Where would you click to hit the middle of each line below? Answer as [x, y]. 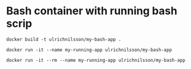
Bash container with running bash [92, 11]
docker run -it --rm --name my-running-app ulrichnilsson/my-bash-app [96, 60]
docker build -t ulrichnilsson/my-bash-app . [64, 39]
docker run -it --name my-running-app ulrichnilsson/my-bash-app [89, 50]
